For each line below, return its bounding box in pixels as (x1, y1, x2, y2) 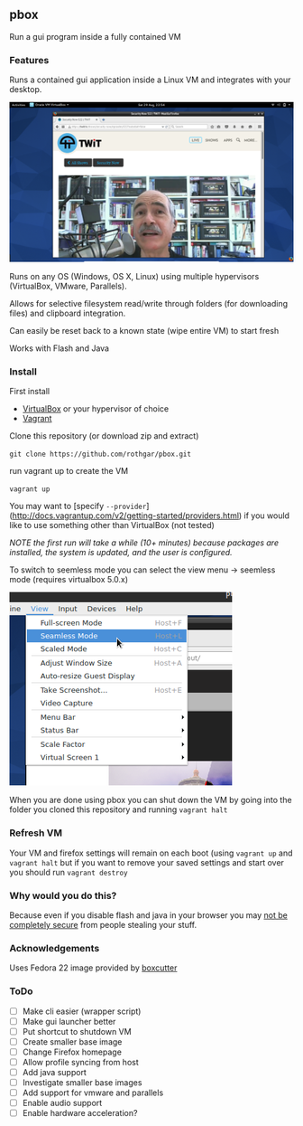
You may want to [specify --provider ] (9, 501, 150, 512)
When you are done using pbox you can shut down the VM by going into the (9, 795, 292, 806)
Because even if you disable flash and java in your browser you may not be (9, 910, 289, 921)
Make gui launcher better (22, 1016, 116, 1027)
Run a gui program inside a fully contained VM (9, 31, 182, 42)
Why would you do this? (9, 889, 117, 902)
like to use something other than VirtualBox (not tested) (9, 520, 215, 531)
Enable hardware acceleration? (22, 1108, 138, 1119)
